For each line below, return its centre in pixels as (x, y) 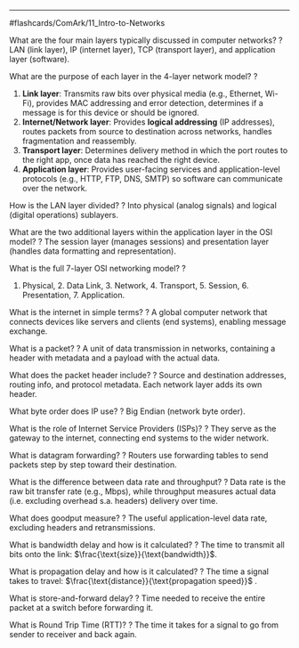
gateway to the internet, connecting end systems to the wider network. (139, 438)
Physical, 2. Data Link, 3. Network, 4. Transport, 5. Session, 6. (135, 285)
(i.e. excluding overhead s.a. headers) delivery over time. (113, 501)
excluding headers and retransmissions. (82, 527)
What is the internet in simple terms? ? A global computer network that (138, 312)
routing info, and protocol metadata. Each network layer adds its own (136, 385)
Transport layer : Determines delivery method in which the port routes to (155, 150)
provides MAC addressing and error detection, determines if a (150, 103)
